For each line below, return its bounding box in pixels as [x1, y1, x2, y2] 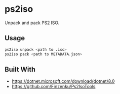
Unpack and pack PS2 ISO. [4, 20, 60, 26]
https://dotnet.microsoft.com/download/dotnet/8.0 [11, 78, 115, 84]
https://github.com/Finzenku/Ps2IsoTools [11, 84, 96, 90]
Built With [4, 65, 36, 73]
